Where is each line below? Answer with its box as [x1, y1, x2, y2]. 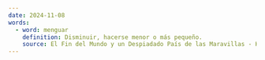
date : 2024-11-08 [8, 11, 65, 19]
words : [8, 19, 30, 26]
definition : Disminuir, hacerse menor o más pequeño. [22, 33, 203, 41]
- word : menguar [15, 26, 69, 34]
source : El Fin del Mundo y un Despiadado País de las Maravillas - [22, 41, 252, 48]
